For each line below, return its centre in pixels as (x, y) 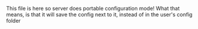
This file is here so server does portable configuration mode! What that (93, 8)
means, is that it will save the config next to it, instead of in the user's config (99, 14)
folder (13, 21)
